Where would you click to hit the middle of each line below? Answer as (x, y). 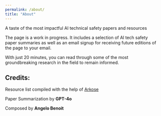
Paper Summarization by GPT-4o (39, 99)
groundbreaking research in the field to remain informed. (62, 62)
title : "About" (20, 14)
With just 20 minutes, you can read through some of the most (67, 57)
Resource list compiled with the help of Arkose (52, 89)
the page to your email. (28, 48)
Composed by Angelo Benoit (34, 108)
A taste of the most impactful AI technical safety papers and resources (76, 28)
